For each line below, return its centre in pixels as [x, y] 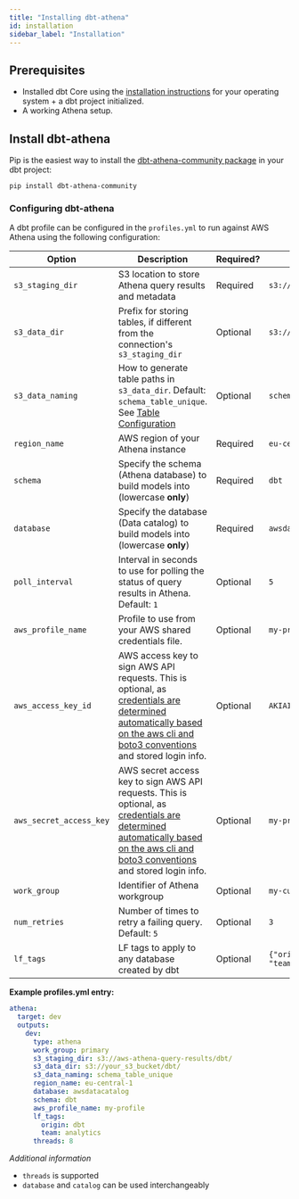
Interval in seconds [158, 560]
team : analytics [71, 1133]
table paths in [146, 379]
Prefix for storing [153, 311]
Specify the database [162, 512]
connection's [145, 344]
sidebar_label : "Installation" [67, 34]
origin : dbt [64, 1125]
